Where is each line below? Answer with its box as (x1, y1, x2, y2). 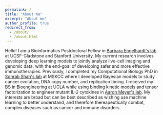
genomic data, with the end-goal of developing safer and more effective (5, 63, 150, 69)
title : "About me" (5, 12, 42, 17)
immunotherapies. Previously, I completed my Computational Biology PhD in (5, 68, 158, 74)
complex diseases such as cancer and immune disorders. (5, 104, 121, 110)
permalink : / (5, 7, 32, 12)
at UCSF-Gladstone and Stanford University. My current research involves (5, 53, 154, 58)
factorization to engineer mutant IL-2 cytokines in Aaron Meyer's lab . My (5, 89, 151, 95)
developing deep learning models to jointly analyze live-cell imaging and (5, 58, 150, 64)
